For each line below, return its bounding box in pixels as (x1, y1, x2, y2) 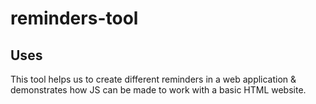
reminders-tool (10, 7, 139, 30)
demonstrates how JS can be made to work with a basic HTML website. (10, 84, 307, 96)
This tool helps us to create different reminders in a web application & (10, 73, 297, 85)
